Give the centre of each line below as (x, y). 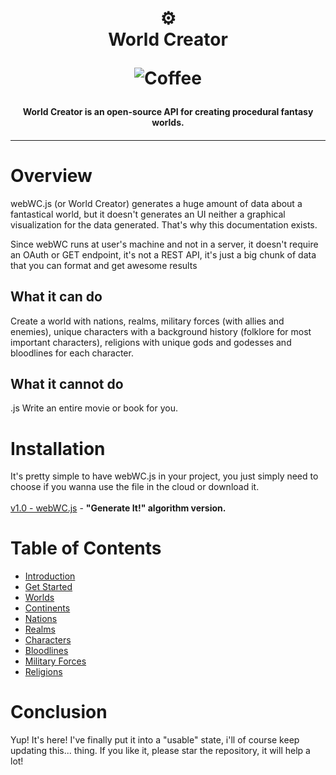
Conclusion (59, 712)
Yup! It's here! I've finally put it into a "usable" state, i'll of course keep (155, 740)
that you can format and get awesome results (104, 265)
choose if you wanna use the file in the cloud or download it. (135, 487)
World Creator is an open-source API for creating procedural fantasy (168, 112)
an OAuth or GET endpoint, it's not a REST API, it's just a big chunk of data (163, 254)
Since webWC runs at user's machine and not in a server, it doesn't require (164, 244)
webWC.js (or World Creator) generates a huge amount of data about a (156, 203)
